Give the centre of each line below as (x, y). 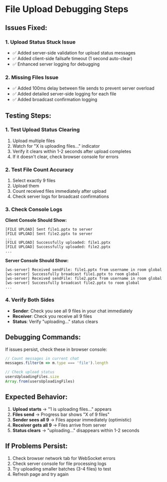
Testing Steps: (28, 115)
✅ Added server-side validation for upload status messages (74, 53)
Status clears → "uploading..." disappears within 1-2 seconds (76, 430)
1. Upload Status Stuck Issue (40, 42)
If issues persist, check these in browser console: (56, 349)
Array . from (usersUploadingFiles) (40, 381)
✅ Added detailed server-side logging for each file (64, 94)
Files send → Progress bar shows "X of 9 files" (61, 414)
